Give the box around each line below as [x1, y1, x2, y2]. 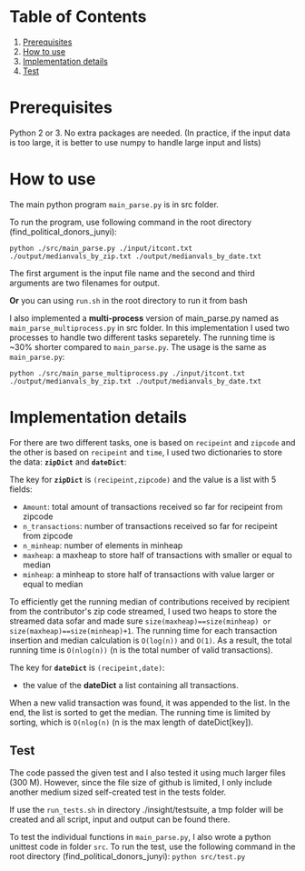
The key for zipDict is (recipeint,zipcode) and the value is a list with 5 [9, 474, 277, 485]
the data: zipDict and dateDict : [9, 456, 127, 467]
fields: [9, 484, 34, 495]
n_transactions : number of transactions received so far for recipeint [22, 520, 279, 531]
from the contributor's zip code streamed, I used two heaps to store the [9, 606, 277, 616]
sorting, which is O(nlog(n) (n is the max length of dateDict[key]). [9, 716, 254, 727]
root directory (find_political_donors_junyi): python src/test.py [9, 850, 246, 861]
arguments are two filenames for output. [9, 277, 161, 288]
